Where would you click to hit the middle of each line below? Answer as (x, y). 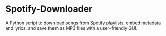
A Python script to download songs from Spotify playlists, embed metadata (83, 23)
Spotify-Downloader (49, 9)
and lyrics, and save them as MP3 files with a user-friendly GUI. (71, 28)
